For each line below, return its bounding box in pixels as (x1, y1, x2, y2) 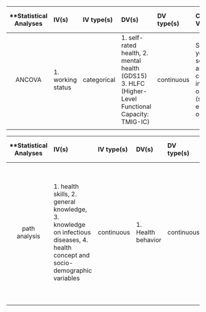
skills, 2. (53, 190, 77, 198)
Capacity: (121, 110, 149, 118)
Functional (121, 102, 151, 111)
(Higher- (121, 87, 147, 95)
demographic (53, 266, 92, 275)
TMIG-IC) (121, 117, 150, 126)
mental (121, 56, 141, 65)
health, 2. (121, 49, 148, 57)
